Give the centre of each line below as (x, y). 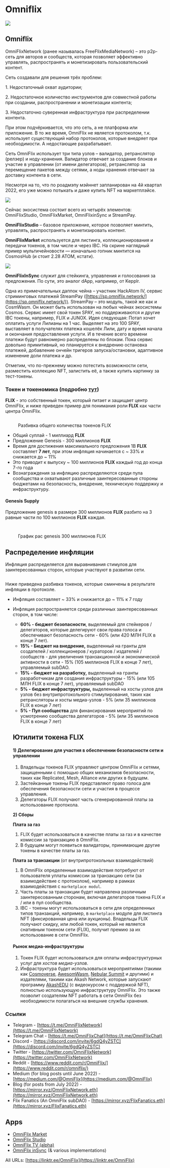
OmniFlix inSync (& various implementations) (59, 1150)
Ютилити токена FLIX (48, 737)
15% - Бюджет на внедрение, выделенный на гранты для (83, 646)
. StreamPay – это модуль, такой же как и (112, 302)
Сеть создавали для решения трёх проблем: (54, 77)
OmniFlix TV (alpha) (33, 1145)
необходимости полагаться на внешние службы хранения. (84, 1000)
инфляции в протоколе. (30, 589)
